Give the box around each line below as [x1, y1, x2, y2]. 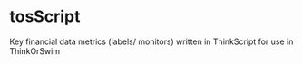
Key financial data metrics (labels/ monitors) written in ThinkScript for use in [9, 36, 294, 47]
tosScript [9, 6, 81, 27]
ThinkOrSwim [9, 45, 61, 56]
